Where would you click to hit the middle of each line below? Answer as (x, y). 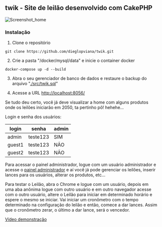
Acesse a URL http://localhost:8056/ (49, 93)
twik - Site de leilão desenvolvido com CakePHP (79, 8)
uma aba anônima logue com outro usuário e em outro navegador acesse (78, 189)
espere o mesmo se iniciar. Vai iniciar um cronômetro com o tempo (72, 200)
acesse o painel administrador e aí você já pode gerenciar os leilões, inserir (81, 170)
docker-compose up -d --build (36, 70)
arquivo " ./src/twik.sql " (35, 84)
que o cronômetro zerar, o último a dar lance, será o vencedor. (67, 210)
